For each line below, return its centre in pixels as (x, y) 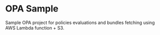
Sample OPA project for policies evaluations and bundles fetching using (80, 22)
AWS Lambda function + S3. (35, 27)
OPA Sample (32, 9)
